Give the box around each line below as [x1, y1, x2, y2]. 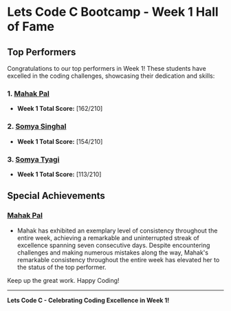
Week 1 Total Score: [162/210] [16, 105, 103, 113]
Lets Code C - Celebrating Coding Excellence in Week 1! [7, 296, 170, 304]
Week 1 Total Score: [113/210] [16, 170, 102, 178]
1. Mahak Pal [7, 89, 49, 98]
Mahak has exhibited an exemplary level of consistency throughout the [16, 226, 218, 235]
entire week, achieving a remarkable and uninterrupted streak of [16, 233, 199, 242]
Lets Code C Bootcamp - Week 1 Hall [7, 4, 219, 20]
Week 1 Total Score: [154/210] [16, 137, 103, 145]
